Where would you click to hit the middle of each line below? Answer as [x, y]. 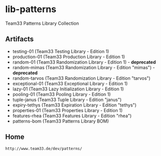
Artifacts [19, 39]
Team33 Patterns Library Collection [42, 23]
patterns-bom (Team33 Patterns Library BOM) [61, 121]
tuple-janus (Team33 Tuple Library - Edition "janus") [67, 99]
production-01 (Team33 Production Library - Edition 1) [69, 57]
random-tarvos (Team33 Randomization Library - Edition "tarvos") [81, 78]
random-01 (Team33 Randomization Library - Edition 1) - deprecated [84, 62]
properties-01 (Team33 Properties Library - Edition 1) [67, 110]
